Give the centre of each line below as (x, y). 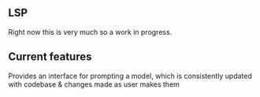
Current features (50, 57)
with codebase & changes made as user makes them (94, 84)
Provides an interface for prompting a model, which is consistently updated (130, 76)
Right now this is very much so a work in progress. (90, 32)
